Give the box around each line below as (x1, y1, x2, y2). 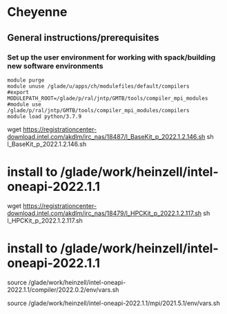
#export (7, 89, 30, 95)
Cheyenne (7, 4, 68, 20)
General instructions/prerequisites (7, 32, 159, 44)
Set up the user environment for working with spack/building (7, 53, 216, 62)
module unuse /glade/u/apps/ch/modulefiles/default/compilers (7, 82, 190, 90)
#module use (7, 101, 41, 108)
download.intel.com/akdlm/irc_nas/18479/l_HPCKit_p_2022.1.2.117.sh (7, 209, 202, 217)
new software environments (7, 61, 103, 71)
